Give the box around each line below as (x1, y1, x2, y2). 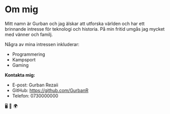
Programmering (12, 51, 45, 57)
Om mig (5, 4, 39, 15)
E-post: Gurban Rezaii (12, 82, 59, 88)
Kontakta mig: (5, 72, 35, 78)
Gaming (12, 62, 29, 68)
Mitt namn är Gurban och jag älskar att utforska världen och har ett (5, 20, 145, 27)
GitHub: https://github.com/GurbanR (12, 87, 89, 93)
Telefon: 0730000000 (12, 93, 59, 99)
